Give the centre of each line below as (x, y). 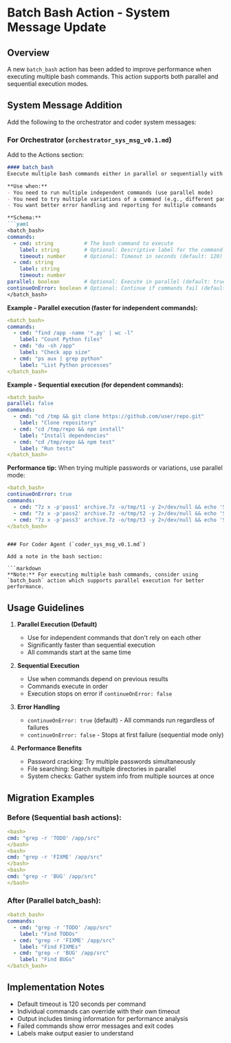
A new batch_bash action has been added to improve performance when (109, 69)
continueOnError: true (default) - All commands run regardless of (121, 720)
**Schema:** (24, 218)
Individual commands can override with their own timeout (98, 1011)
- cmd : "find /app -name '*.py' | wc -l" (74, 333)
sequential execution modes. (48, 84)
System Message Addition (65, 106)
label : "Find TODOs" (49, 934)
